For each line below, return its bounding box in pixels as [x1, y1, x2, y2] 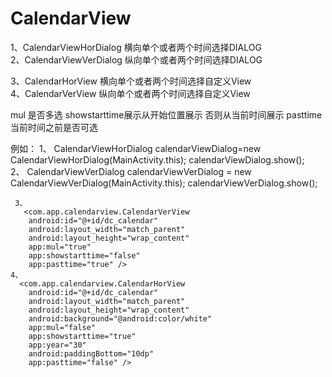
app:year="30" [28, 340, 87, 350]
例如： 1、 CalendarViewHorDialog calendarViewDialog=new [10, 142, 262, 154]
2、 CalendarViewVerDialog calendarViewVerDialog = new [10, 165, 252, 177]
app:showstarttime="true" [28, 331, 137, 341]
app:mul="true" [28, 242, 92, 252]
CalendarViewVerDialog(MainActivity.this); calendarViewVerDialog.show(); [10, 177, 318, 189]
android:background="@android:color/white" [28, 313, 213, 324]
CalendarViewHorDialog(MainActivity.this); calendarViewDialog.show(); [10, 153, 305, 166]
